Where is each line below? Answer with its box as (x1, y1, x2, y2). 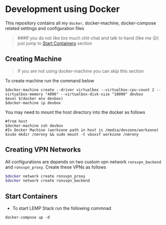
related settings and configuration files (5, 25, 84, 31)
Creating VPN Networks (5, 146, 81, 154)
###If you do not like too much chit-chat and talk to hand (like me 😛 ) (17, 35, 159, 41)
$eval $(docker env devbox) (5, 96, 64, 101)
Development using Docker (5, 3, 120, 15)
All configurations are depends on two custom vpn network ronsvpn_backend (5, 159, 162, 165)
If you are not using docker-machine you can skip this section (17, 68, 144, 74)
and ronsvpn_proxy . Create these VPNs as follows (5, 164, 106, 170)
